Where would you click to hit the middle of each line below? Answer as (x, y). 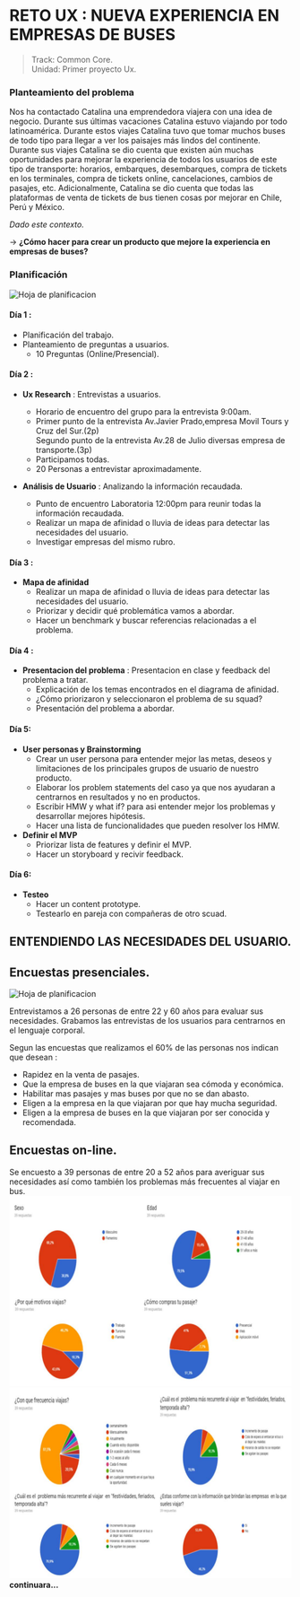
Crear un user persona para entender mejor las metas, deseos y (154, 758)
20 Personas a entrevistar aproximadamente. (119, 468)
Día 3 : (21, 563)
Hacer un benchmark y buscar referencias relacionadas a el (146, 621)
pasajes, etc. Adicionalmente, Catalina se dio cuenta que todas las (132, 188)
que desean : (34, 1057)
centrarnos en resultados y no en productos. (118, 797)
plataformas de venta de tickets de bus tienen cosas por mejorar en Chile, (146, 197)
